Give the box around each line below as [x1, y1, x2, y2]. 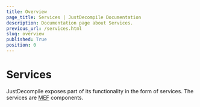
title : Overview [6, 8, 47, 15]
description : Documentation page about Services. [6, 20, 134, 26]
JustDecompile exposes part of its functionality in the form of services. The [6, 87, 194, 94]
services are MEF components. [6, 94, 84, 101]
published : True [6, 36, 47, 42]
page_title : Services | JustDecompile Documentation [6, 14, 142, 20]
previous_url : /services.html [6, 25, 83, 32]
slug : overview [6, 31, 45, 37]
